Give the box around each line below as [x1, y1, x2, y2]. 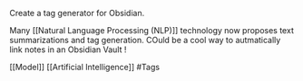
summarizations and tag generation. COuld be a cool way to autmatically [9, 35, 281, 45]
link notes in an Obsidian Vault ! [9, 44, 127, 55]
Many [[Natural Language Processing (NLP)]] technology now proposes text [9, 25, 295, 35]
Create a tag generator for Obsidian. [9, 8, 145, 18]
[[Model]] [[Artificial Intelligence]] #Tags [9, 62, 161, 72]
